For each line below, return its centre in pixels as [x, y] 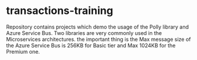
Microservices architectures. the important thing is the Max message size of [98, 39]
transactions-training [60, 11]
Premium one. [23, 51]
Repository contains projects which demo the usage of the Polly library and [98, 27]
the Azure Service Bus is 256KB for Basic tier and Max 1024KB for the [91, 45]
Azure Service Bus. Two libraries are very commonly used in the [84, 33]
